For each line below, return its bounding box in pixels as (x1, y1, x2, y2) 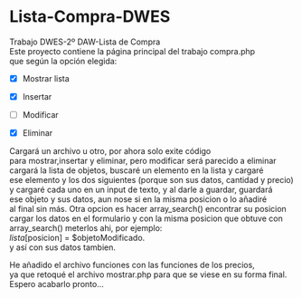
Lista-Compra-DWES (9, 6, 171, 27)
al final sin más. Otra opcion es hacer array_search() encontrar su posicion (9, 204, 287, 215)
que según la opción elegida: (9, 55, 118, 66)
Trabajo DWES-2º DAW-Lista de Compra (9, 36, 161, 47)
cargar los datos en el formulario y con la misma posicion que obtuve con (9, 213, 283, 224)
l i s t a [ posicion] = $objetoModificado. (9, 233, 146, 244)
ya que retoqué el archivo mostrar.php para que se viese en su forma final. (9, 269, 288, 280)
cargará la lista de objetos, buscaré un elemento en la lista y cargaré (9, 165, 264, 176)
